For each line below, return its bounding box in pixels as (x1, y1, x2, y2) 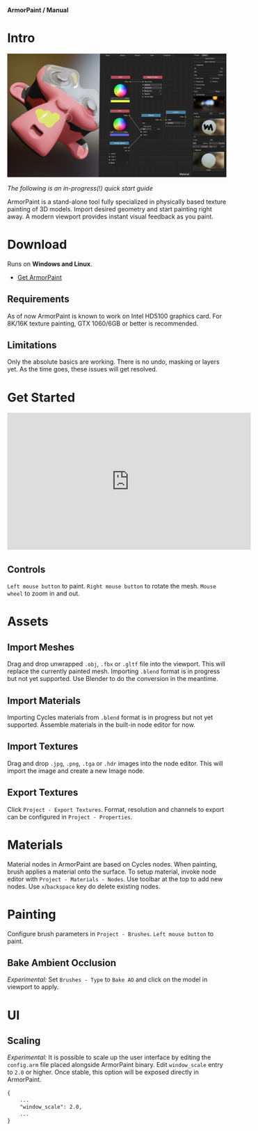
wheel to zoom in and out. (7, 589, 80, 597)
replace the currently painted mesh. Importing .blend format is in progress (7, 667, 220, 675)
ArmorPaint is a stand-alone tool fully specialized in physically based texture (7, 198, 227, 206)
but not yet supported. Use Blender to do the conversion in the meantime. (7, 675, 218, 683)
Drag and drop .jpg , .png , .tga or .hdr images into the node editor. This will (7, 759, 224, 767)
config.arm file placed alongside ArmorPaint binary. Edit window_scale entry (7, 1061, 224, 1069)
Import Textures (7, 741, 79, 753)
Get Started (7, 390, 75, 406)
